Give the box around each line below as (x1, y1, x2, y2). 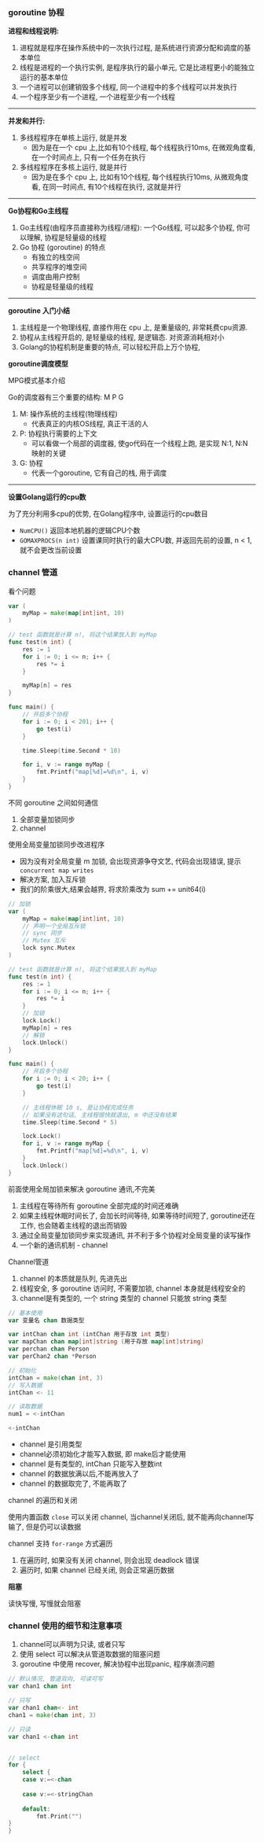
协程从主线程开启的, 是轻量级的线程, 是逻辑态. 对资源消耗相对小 (19, 333, 225, 342)
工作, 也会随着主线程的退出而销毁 (19, 1221, 127, 1230)
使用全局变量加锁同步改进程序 (8, 839, 104, 849)
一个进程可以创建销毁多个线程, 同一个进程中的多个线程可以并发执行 (19, 83, 237, 92)
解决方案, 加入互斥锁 (19, 875, 86, 884)
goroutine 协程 (8, 6, 64, 17)
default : (22, 1805, 51, 1813)
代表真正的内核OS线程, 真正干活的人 (31, 419, 149, 429)
